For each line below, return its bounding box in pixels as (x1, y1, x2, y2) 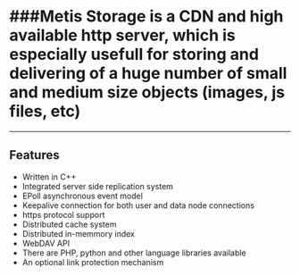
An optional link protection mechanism (21, 256, 164, 267)
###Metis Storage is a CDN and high (9, 6, 284, 27)
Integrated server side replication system (21, 180, 174, 191)
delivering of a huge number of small (9, 63, 287, 84)
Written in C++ (21, 171, 77, 182)
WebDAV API (21, 238, 70, 248)
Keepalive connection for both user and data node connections (21, 199, 254, 211)
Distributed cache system (21, 219, 117, 230)
